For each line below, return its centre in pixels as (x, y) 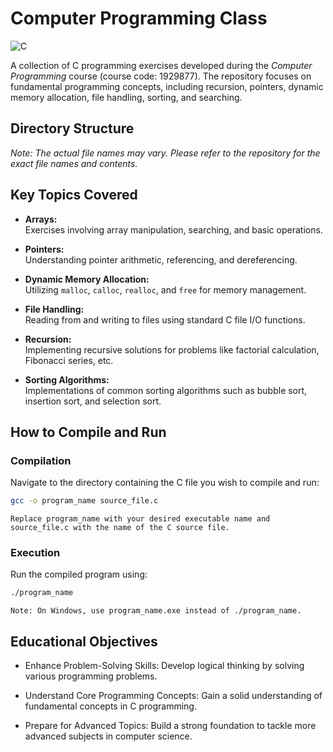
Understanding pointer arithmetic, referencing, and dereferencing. (161, 259)
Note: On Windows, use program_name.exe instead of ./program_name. (156, 611)
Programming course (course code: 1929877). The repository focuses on (161, 76)
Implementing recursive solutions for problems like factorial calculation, (172, 349)
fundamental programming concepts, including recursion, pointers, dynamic (167, 86)
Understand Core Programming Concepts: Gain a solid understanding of (173, 696)
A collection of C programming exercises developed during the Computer (161, 65)
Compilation (41, 460)
